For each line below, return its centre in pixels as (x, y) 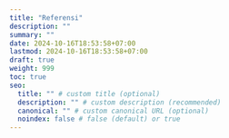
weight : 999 (32, 69)
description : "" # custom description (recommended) (119, 102)
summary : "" (32, 34)
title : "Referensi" (46, 18)
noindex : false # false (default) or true (99, 119)
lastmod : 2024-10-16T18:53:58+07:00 (79, 52)
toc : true (28, 77)
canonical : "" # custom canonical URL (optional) (113, 111)
